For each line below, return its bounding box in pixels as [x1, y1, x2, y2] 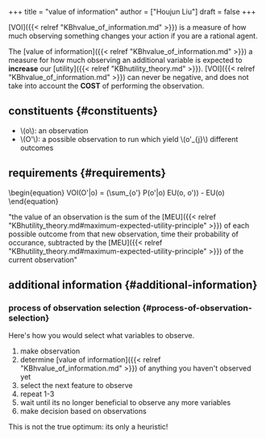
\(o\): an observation [19, 125, 89, 136]
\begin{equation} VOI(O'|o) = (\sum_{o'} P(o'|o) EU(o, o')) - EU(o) [8, 187, 226, 197]
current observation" [8, 254, 78, 265]
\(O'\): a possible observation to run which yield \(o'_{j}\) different [19, 134, 239, 144]
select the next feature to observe [19, 381, 133, 391]
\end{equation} [8, 196, 59, 206]
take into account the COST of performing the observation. [8, 81, 205, 90]
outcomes [19, 143, 54, 153]
